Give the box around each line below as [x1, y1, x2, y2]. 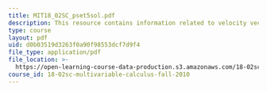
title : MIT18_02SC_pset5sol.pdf [8, 11, 115, 20]
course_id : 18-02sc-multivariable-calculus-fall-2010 [8, 70, 191, 78]
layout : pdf [8, 33, 48, 42]
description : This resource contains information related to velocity [8, 19, 247, 27]
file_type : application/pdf [8, 48, 102, 56]
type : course [8, 26, 52, 34]
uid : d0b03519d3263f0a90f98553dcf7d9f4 [8, 41, 141, 49]
